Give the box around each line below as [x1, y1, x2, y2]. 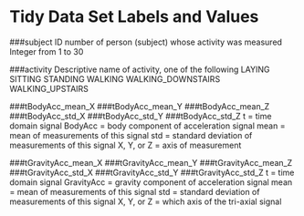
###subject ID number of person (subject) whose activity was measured [9, 36, 283, 47]
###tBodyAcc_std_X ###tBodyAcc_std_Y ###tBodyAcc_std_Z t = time [9, 110, 272, 121]
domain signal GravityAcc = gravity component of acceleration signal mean [9, 176, 293, 188]
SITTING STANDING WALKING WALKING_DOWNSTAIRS [9, 73, 221, 84]
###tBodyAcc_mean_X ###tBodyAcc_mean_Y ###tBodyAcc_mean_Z [9, 100, 270, 111]
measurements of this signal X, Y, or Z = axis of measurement [9, 139, 242, 150]
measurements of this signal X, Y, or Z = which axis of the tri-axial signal [9, 196, 282, 207]
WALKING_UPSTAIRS [9, 83, 89, 94]
